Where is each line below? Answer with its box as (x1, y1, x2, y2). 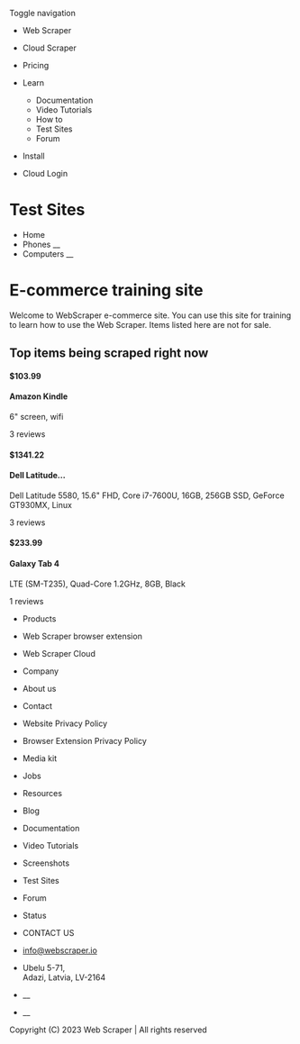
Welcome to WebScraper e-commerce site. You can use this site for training (9, 310, 292, 321)
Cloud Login (22, 168, 68, 178)
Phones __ (22, 239, 60, 250)
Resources (22, 787, 63, 798)
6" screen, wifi (9, 412, 64, 422)
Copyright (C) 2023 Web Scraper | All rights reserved (9, 1024, 207, 1035)
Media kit (22, 752, 58, 764)
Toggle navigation (9, 8, 77, 18)
